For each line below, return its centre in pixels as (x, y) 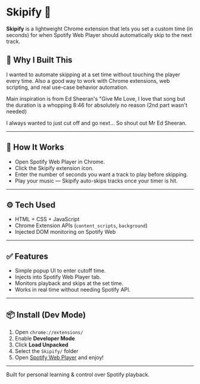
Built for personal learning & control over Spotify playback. (78, 374)
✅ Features (27, 256)
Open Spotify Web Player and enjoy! (59, 357)
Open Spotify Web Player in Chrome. (60, 162)
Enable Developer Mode (45, 338)
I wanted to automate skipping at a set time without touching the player (93, 75)
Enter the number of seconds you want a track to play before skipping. (101, 174)
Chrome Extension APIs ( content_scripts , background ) (81, 225)
